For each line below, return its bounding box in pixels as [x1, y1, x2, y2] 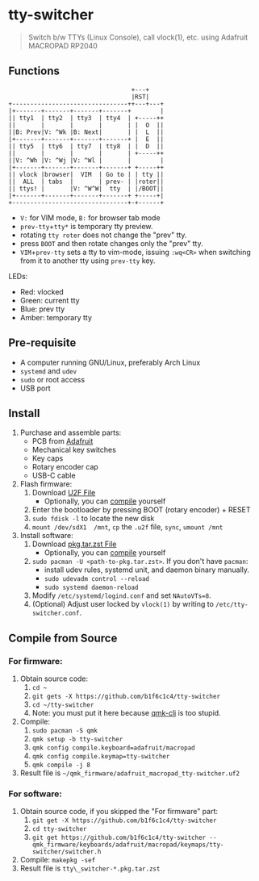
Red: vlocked [19, 286, 65, 296]
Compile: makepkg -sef [19, 855, 96, 865]
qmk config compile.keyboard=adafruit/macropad [31, 744, 195, 752]
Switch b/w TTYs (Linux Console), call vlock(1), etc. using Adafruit [27, 32, 249, 42]
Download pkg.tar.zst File [31, 539, 117, 549]
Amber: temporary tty [19, 312, 93, 322]
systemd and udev [19, 365, 77, 376]
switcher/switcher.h [31, 848, 102, 856]
